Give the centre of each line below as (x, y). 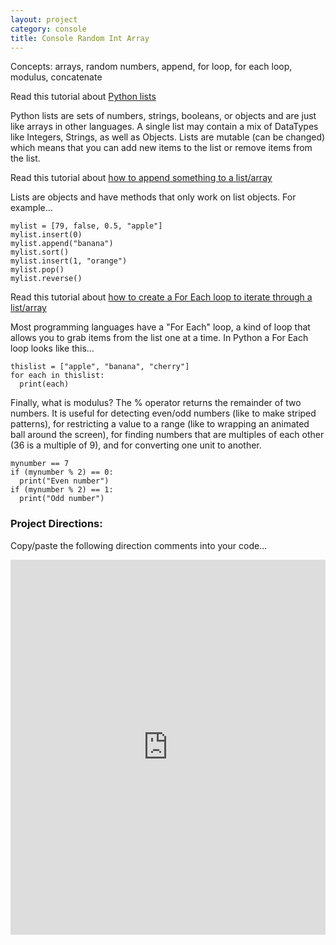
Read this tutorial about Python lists (83, 97)
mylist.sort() (40, 252)
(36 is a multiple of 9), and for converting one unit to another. (136, 445)
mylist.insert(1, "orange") (69, 261)
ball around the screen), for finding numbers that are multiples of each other (167, 435)
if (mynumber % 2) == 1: (62, 490)
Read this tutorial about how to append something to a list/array (141, 178)
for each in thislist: (57, 376)
